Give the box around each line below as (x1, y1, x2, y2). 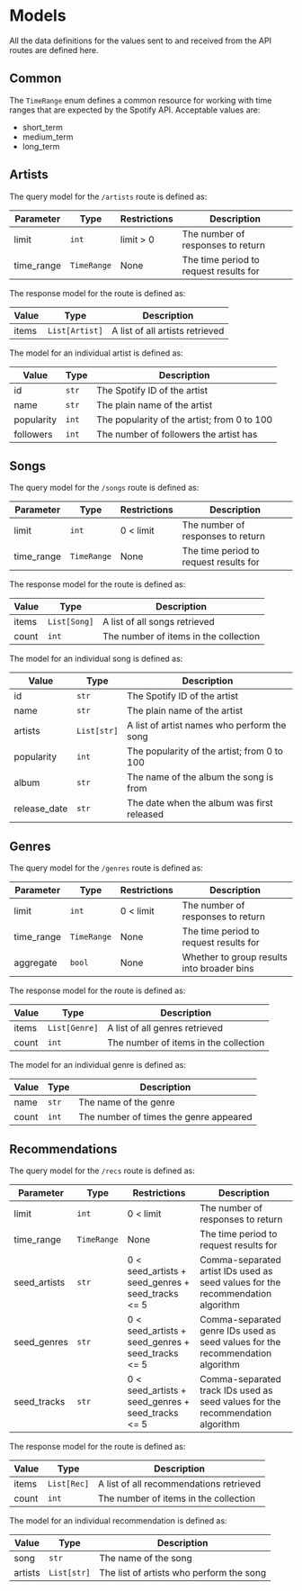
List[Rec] (48, 1478, 90, 1488)
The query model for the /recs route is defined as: (9, 1165, 196, 1176)
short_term (22, 122, 63, 132)
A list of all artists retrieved (111, 324, 225, 337)
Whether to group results (182, 951, 288, 963)
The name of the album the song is (127, 771, 274, 783)
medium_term (22, 131, 74, 142)
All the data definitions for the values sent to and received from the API (9, 35, 272, 46)
